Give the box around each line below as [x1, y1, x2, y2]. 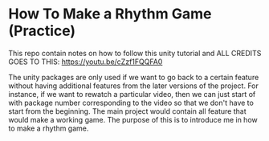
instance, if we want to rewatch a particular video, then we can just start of [8, 89, 256, 99]
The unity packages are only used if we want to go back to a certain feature [8, 72, 259, 82]
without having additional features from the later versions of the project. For [8, 81, 259, 91]
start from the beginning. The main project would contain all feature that [8, 106, 247, 116]
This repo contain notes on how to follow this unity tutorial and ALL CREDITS [8, 48, 262, 58]
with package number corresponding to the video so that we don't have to [8, 98, 255, 107]
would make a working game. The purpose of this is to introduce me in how [8, 115, 259, 124]
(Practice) [8, 22, 76, 40]
